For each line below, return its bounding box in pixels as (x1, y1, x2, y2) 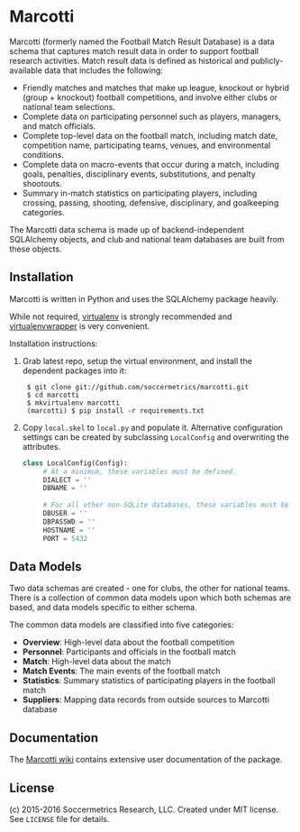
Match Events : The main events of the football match (22, 665, 221, 677)
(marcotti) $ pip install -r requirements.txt (26, 406, 205, 416)
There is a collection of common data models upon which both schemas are (9, 592, 291, 603)
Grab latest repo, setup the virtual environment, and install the (22, 355, 252, 366)
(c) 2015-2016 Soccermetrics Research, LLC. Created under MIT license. (9, 804, 279, 815)
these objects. (9, 243, 62, 254)
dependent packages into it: (22, 365, 127, 376)
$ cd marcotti (26, 390, 80, 399)
